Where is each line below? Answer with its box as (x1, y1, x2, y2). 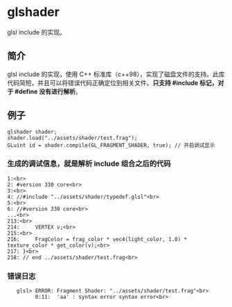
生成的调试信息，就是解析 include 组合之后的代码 (7, 159, 171, 168)
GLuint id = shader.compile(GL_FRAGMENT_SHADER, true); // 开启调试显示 (7, 141, 215, 149)
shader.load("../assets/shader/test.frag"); (7, 134, 138, 141)
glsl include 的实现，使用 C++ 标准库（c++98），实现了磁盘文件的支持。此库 (7, 70, 225, 78)
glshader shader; (7, 128, 57, 135)
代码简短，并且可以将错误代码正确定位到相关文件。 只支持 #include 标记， (7, 78, 218, 87)
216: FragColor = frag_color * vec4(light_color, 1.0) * (7, 236, 188, 243)
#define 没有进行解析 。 (15, 87, 82, 96)
